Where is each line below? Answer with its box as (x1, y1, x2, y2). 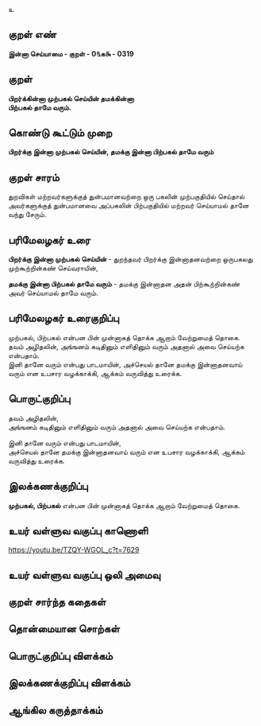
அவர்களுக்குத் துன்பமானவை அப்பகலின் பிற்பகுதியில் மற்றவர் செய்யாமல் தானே (8, 200, 250, 211)
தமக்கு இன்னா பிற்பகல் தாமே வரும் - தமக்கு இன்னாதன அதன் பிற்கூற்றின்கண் (8, 279, 240, 289)
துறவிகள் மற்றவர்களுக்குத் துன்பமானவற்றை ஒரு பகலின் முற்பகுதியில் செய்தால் (8, 192, 245, 201)
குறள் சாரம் (8, 170, 59, 184)
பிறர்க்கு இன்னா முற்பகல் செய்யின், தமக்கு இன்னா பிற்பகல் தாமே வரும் (8, 147, 214, 157)
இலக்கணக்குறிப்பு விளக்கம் (8, 677, 131, 690)
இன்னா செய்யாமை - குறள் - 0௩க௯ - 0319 (8, 49, 135, 58)
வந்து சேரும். (8, 210, 47, 219)
